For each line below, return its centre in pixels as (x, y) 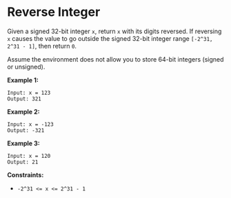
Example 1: (23, 80)
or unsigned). (26, 66)
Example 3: (23, 143)
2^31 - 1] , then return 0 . (42, 46)
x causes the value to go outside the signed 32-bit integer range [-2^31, (110, 38)
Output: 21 (23, 162)
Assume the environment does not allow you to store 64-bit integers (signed (115, 59)
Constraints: (26, 174)
